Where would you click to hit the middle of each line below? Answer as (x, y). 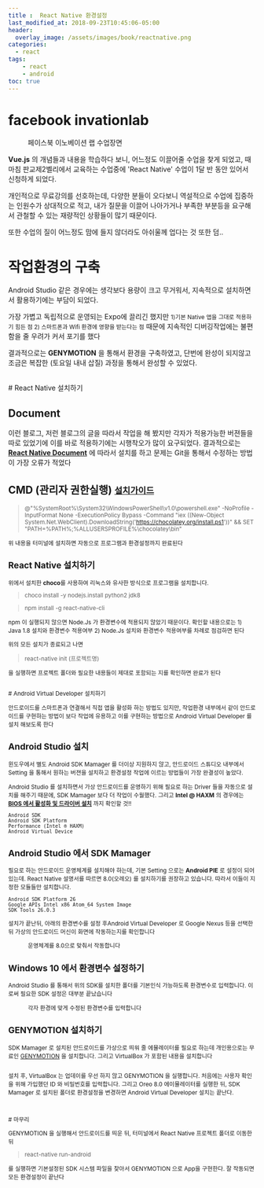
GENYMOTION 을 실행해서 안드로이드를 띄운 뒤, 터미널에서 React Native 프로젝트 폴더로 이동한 (130, 1134)
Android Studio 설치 (48, 747)
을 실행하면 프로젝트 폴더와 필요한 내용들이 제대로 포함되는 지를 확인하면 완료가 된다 (115, 673)
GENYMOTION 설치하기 (55, 1030)
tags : (17, 60)
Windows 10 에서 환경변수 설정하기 (76, 968)
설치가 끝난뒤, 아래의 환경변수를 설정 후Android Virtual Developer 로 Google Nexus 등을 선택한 (131, 923)
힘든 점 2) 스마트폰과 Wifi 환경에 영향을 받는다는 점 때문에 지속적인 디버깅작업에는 (127, 326)
